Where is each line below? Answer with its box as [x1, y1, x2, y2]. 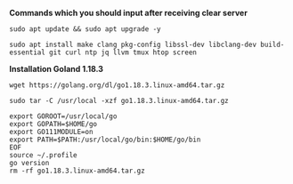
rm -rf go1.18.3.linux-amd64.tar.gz [9, 166, 145, 175]
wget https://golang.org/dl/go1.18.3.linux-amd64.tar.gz [9, 81, 225, 90]
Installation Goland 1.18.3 [9, 64, 104, 74]
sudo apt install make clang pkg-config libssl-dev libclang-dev [9, 40, 256, 49]
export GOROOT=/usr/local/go [9, 112, 118, 121]
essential [9, 48, 46, 57]
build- [260, 40, 285, 49]
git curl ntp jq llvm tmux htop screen [48, 48, 198, 57]
